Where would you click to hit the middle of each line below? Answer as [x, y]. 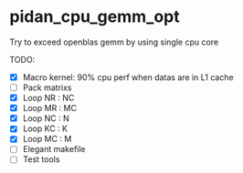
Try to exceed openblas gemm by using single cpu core [114, 42]
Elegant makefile [54, 149]
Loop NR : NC [48, 98]
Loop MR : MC [50, 108]
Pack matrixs [47, 87]
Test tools [41, 159]
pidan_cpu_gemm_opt [95, 17]
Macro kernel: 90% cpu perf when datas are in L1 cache [128, 77]
